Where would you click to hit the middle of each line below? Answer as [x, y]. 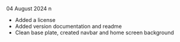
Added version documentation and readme [68, 26]
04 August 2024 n [29, 9]
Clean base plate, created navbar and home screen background [94, 33]
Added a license [35, 20]
